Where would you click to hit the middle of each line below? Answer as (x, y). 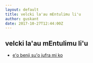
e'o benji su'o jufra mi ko (38, 55)
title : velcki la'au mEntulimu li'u (43, 14)
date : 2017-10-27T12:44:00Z (34, 23)
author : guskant (22, 19)
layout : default (22, 10)
